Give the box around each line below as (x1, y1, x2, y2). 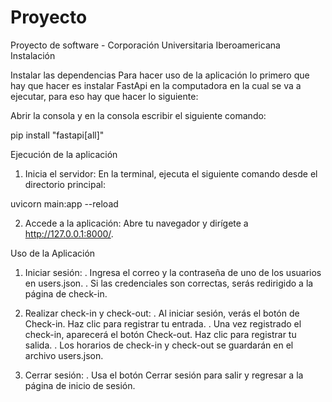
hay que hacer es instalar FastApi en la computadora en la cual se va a (10, 79, 302, 91)
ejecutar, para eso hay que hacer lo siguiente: (10, 90, 199, 102)
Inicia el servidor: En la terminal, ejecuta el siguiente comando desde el (24, 167, 318, 180)
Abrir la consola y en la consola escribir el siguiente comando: (10, 109, 267, 121)
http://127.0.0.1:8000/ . (24, 227, 114, 240)
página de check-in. (24, 287, 108, 300)
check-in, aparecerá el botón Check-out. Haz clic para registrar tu (24, 328, 297, 340)
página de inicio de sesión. (24, 379, 136, 391)
